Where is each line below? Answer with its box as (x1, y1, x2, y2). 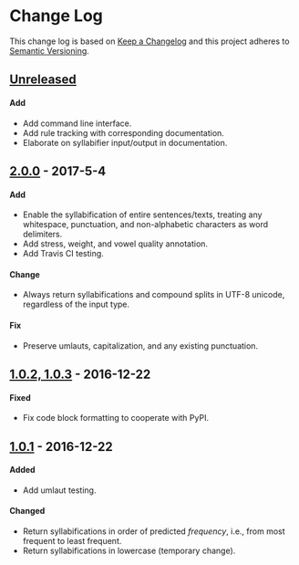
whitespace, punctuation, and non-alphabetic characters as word (22, 219, 269, 230)
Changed (9, 506, 46, 517)
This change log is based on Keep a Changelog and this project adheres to (9, 36, 290, 47)
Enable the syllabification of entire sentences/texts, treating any (22, 209, 263, 220)
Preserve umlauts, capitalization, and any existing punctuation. (22, 340, 258, 351)
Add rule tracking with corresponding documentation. (22, 127, 225, 138)
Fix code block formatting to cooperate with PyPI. (22, 413, 210, 424)
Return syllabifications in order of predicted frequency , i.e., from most (22, 526, 285, 537)
